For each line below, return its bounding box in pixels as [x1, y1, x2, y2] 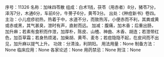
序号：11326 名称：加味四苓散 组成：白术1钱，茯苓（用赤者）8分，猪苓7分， [5, 4, 159, 10]
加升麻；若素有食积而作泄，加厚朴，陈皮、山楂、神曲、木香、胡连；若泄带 [5, 29, 155, 34]
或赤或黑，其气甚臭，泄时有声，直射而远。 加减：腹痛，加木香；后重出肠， [5, 22, 156, 28]
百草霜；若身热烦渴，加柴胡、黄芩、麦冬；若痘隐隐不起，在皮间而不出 [18, 35, 159, 40]
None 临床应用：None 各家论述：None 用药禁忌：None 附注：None [5, 47, 141, 53]
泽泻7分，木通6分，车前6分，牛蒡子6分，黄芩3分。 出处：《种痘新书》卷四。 [5, 10, 159, 16]
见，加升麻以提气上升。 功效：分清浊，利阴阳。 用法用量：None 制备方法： [5, 41, 157, 46]
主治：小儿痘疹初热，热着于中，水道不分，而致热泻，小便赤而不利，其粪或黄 [5, 17, 159, 22]
